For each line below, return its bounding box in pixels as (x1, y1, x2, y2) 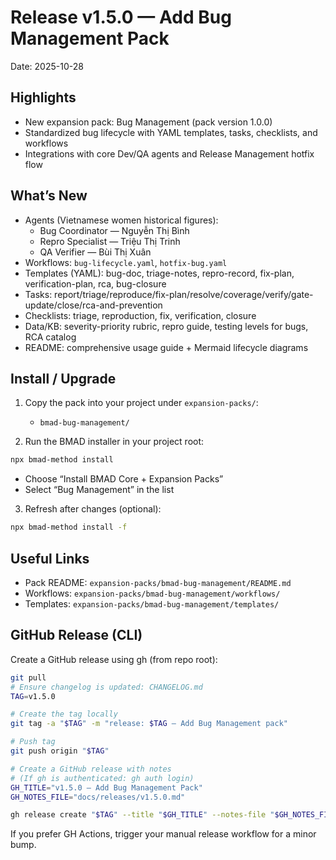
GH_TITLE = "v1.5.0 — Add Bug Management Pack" (10, 782, 203, 793)
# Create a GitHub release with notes (10, 764, 172, 774)
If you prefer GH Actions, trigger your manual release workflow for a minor (10, 828, 317, 840)
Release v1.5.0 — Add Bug (10, 6, 232, 29)
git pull (10, 672, 47, 683)
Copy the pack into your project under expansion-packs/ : (24, 397, 259, 409)
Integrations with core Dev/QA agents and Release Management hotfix (24, 147, 315, 160)
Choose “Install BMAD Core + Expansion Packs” (24, 473, 224, 485)
